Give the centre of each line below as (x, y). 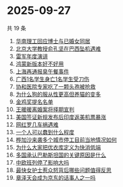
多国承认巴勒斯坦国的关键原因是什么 (61, 155)
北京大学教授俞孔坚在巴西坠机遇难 (58, 49)
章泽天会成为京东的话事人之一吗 (55, 177)
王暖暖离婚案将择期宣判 (45, 109)
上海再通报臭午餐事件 (42, 71)
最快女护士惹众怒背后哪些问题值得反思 (63, 170)
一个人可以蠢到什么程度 (45, 132)
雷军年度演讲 (32, 56)
